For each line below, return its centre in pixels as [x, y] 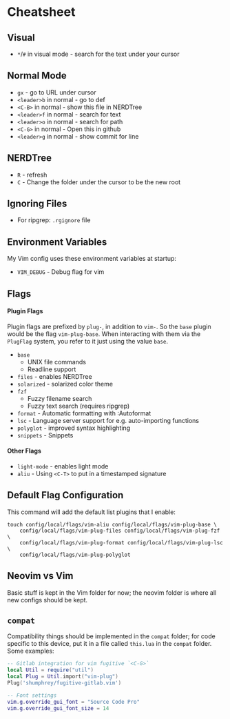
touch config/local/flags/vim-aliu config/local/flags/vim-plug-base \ [112, 524]
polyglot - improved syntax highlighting [74, 428]
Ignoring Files [37, 204]
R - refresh [32, 175]
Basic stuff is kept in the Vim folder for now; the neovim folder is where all [112, 592]
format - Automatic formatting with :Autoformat [84, 413]
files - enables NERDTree [54, 376]
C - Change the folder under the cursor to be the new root [99, 182]
